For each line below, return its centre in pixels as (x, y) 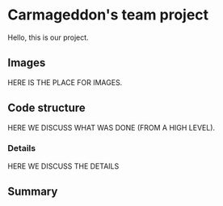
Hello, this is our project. (48, 37)
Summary (33, 192)
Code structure (46, 108)
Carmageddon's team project (108, 15)
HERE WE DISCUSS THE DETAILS (63, 166)
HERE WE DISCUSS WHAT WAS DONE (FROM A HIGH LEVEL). (111, 127)
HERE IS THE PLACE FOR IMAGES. (65, 82)
